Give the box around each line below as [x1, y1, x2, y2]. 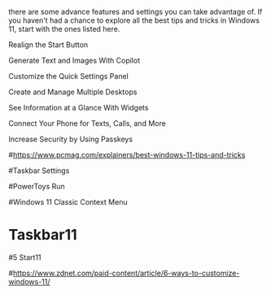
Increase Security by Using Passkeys [8, 134, 133, 144]
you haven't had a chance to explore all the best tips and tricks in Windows [8, 15, 260, 25]
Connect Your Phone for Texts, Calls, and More [8, 119, 167, 128]
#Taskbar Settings [8, 166, 70, 175]
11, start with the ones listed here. [8, 24, 120, 33]
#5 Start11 [8, 252, 42, 262]
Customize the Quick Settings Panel [8, 71, 129, 80]
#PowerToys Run [8, 182, 65, 191]
